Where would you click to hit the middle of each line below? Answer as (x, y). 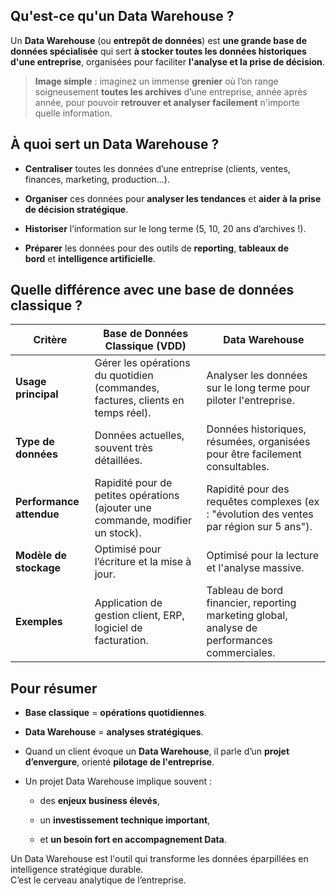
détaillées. (118, 461)
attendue (37, 514)
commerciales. (241, 653)
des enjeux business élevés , (99, 801)
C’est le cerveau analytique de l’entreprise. (98, 880)
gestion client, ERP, (139, 616)
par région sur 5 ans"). (259, 527)
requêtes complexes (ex (263, 502)
